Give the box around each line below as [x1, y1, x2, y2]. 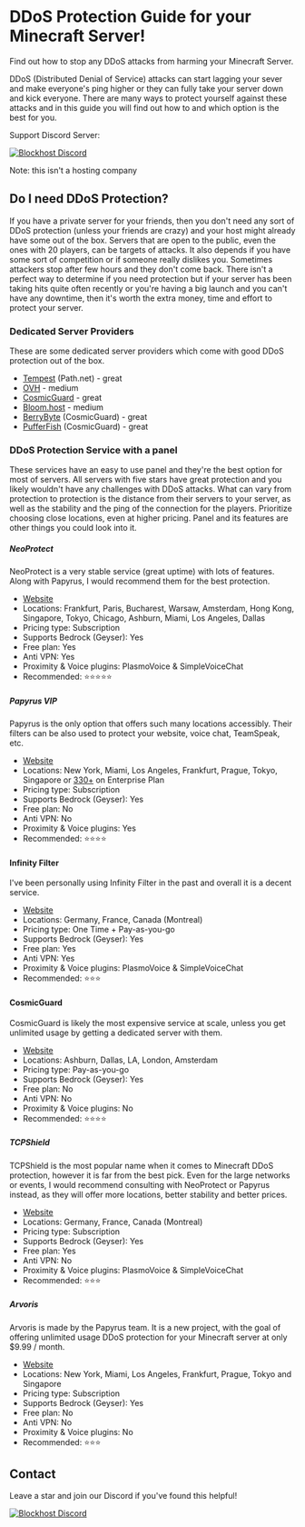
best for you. [9, 112, 57, 123]
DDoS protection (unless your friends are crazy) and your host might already [9, 225, 296, 235]
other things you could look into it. [9, 523, 138, 534]
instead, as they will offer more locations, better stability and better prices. [9, 1189, 288, 1200]
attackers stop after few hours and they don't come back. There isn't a [9, 264, 274, 274]
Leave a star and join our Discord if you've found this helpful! [9, 1491, 238, 1502]
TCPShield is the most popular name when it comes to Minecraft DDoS [9, 1160, 274, 1171]
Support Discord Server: [9, 129, 101, 140]
